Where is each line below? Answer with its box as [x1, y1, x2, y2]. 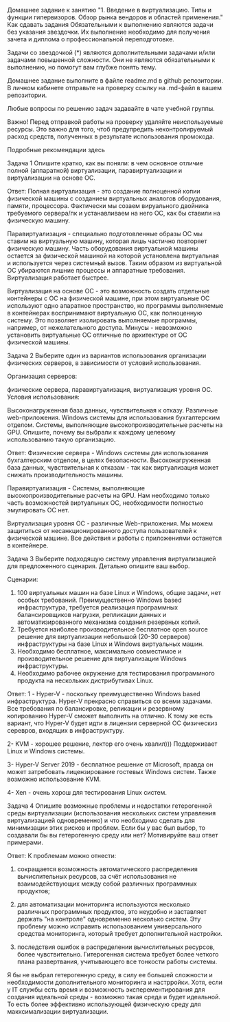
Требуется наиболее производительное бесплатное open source [16, 625, 208, 633]
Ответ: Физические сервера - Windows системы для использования [7, 449, 209, 457]
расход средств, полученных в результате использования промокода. [7, 132, 215, 140]
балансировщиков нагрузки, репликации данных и [16, 611, 167, 618]
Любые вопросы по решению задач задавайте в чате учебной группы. [7, 105, 215, 112]
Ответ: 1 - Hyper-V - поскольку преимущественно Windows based [7, 690, 200, 698]
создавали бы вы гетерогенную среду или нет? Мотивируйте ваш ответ [7, 831, 218, 839]
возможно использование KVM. [7, 775, 102, 783]
